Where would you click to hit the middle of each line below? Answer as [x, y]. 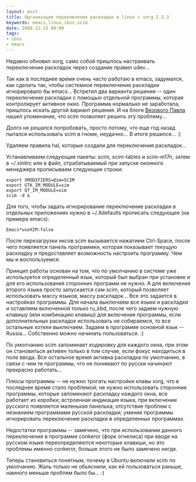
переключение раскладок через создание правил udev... [78, 67]
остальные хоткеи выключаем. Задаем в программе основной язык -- [95, 327]
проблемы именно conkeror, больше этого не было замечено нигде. [92, 448]
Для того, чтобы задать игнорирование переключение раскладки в [91, 206]
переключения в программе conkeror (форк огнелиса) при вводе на [92, 436]
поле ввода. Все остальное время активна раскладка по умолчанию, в [96, 357]
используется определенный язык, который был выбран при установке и [98, 277]
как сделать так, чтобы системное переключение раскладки [83, 85]
